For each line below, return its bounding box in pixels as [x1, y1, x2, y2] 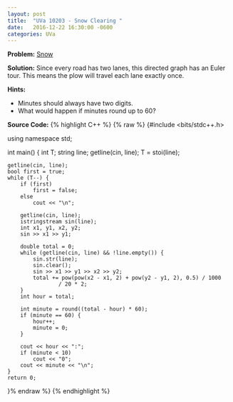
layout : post [7, 10, 46, 18]
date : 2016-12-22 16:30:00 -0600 [7, 24, 113, 31]
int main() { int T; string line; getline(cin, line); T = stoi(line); [7, 148, 180, 157]
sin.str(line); [33, 256, 78, 263]
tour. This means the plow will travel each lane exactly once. [7, 71, 185, 80]
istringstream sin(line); [20, 218, 98, 226]
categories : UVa [7, 30, 56, 38]
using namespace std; [7, 134, 73, 143]
